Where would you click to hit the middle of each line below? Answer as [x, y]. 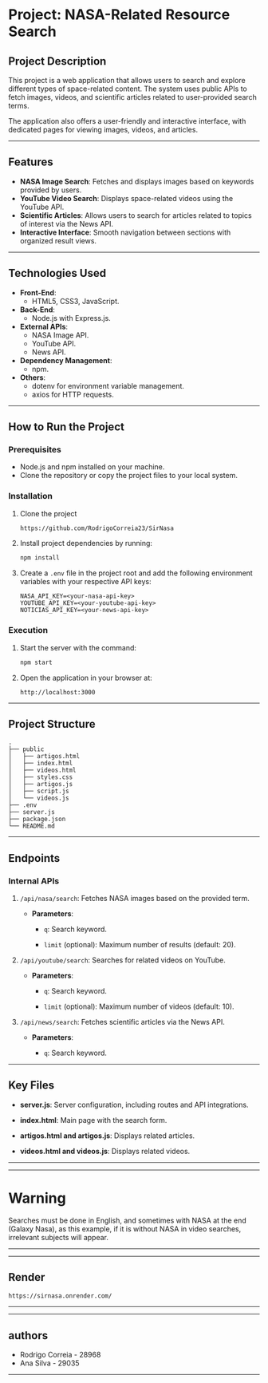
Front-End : [38, 292]
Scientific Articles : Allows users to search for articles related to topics [136, 215]
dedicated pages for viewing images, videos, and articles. [103, 130]
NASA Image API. [60, 335]
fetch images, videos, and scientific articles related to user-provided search [132, 97]
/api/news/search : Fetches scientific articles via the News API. [122, 1022]
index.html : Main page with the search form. [93, 1120]
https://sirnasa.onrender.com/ [60, 1296]
